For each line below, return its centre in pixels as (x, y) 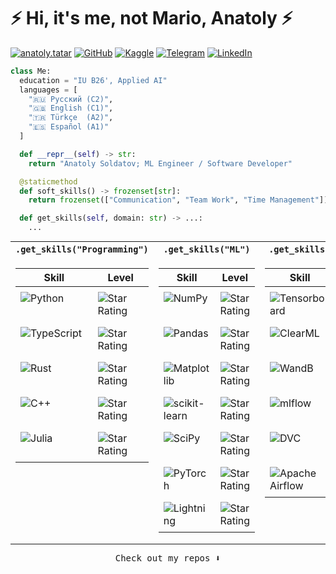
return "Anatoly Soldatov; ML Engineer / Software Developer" (160, 163)
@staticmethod (48, 181)
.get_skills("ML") (207, 249)
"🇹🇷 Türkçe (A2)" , (71, 118)
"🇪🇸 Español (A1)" (69, 127)
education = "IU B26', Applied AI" (93, 80)
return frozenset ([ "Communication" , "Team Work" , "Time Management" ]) (178, 200)
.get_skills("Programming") (82, 249)
